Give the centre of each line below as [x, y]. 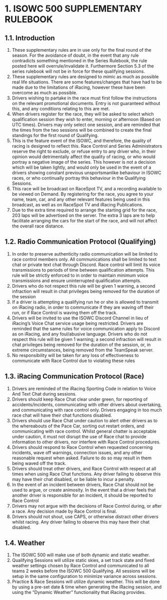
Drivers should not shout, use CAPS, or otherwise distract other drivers [85, 516]
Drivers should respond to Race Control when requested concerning [82, 447]
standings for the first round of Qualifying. [55, 135]
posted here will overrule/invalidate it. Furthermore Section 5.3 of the [83, 66]
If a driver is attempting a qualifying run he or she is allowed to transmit [85, 302]
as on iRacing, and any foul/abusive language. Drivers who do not [79, 334]
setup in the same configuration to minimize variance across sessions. [84, 576]
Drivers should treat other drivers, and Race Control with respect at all [84, 468]
